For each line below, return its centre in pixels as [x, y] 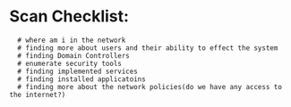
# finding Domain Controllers [73, 55]
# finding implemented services [78, 71]
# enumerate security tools [70, 63]
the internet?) [38, 95]
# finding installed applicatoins [81, 79]
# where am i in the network [72, 40]
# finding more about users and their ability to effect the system [148, 48]
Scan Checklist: [69, 16]
